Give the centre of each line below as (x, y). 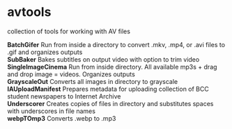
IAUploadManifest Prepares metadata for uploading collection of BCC (108, 89)
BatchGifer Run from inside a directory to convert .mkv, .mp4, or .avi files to (116, 44)
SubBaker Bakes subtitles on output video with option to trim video (103, 59)
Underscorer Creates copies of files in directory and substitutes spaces (110, 103)
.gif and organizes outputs (45, 52)
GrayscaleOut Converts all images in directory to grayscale (93, 81)
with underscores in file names (52, 111)
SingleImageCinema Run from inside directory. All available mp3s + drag (112, 67)
